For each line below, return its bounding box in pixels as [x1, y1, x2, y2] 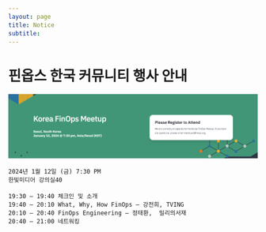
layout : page [8, 13, 51, 21]
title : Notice [8, 21, 55, 29]
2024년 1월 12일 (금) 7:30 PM [8, 168, 101, 176]
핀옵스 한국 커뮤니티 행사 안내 [8, 67, 188, 84]
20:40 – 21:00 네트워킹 [8, 218, 80, 226]
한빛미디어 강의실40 [8, 176, 63, 185]
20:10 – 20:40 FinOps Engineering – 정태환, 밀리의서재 [8, 209, 187, 217]
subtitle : [8, 29, 41, 37]
